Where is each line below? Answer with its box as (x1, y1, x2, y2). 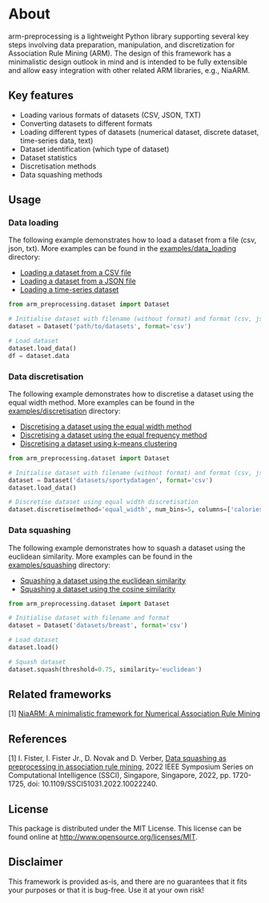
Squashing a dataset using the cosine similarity (19, 584, 176, 594)
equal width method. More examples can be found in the (8, 397, 195, 407)
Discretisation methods (19, 161, 97, 171)
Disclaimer (8, 856, 63, 869)
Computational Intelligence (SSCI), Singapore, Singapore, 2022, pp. (8, 771, 231, 780)
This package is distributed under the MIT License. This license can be (8, 824, 243, 833)
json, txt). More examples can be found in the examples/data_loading (8, 244, 237, 254)
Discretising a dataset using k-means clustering (19, 438, 178, 448)
